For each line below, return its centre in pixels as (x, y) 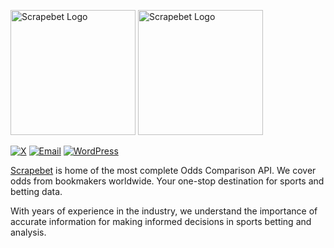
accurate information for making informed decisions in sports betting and (161, 221)
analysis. (28, 232)
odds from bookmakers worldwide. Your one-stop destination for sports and (167, 181)
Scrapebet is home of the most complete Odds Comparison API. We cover (163, 170)
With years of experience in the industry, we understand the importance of (164, 211)
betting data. (36, 191)
